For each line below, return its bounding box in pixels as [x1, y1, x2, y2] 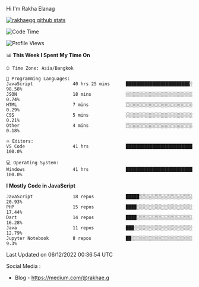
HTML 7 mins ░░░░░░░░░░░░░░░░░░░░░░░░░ [6, 102, 193, 108]
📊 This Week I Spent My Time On [6, 52, 90, 58]
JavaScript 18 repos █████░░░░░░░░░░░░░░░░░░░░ [6, 194, 193, 199]
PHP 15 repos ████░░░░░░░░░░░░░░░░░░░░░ [6, 204, 193, 210]
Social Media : [6, 263, 41, 270]
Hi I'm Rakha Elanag [6, 5, 55, 12]
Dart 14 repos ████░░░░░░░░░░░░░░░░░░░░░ [6, 214, 193, 220]
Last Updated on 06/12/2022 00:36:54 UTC [6, 251, 113, 258]
